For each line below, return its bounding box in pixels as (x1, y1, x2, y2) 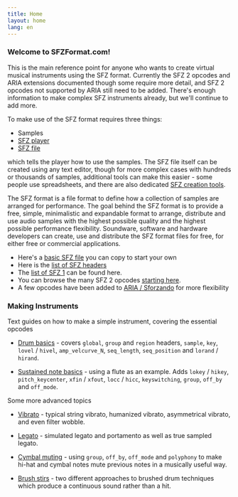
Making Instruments (7, 301, 79, 311)
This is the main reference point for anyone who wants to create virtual (7, 63, 215, 72)
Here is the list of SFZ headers (17, 260, 107, 269)
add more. (7, 101, 38, 109)
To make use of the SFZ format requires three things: (7, 114, 163, 123)
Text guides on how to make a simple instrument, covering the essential (7, 317, 217, 326)
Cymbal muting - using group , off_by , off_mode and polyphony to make (17, 452, 222, 461)
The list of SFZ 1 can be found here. (17, 268, 122, 277)
